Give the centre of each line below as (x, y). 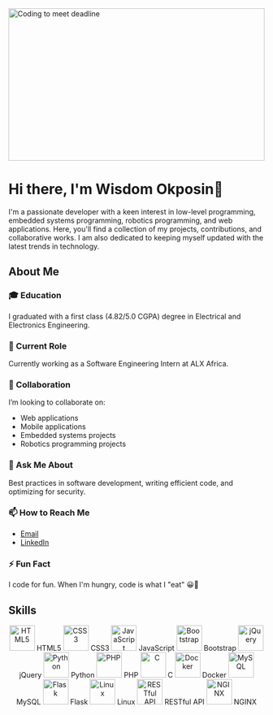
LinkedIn (35, 542)
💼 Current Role (38, 346)
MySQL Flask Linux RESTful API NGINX (136, 701)
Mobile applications (53, 427)
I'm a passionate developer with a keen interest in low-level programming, (132, 211)
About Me (34, 272)
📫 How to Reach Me (49, 513)
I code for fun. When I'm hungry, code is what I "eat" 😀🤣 (104, 585)
